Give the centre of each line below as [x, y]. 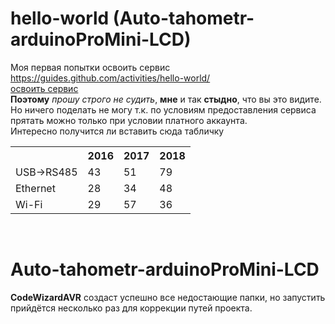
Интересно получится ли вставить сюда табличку [117, 131]
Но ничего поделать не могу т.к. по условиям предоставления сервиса [163, 109]
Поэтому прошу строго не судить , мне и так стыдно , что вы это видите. [166, 99]
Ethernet [35, 188]
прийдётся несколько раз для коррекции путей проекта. [131, 308]
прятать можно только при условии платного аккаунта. [129, 120]
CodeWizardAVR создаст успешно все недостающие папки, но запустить [168, 297]
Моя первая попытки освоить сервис [90, 67]
